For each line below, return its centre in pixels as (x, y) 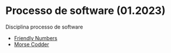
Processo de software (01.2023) (85, 11)
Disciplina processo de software (44, 27)
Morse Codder (31, 44)
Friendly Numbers (36, 38)
